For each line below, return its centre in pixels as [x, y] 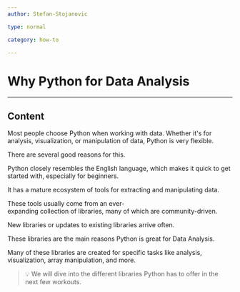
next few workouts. [53, 282]
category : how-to [33, 40]
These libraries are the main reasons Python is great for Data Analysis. [111, 239]
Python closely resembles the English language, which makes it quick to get [119, 169]
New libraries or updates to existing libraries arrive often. [91, 225]
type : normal [27, 27]
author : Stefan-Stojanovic [47, 14]
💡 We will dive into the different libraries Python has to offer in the [122, 274]
